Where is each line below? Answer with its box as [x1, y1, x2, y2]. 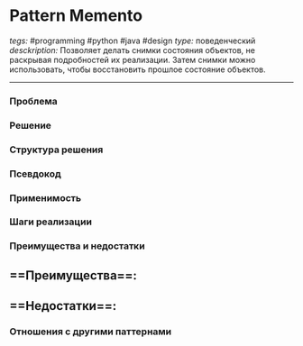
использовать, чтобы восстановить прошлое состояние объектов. [9, 64, 266, 75]
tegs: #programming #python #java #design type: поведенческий [9, 35, 256, 46]
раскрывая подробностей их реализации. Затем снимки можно [9, 54, 256, 65]
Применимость [9, 191, 82, 204]
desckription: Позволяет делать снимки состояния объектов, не [9, 44, 255, 55]
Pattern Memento [9, 5, 142, 26]
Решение [9, 119, 52, 132]
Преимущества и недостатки [9, 240, 146, 252]
